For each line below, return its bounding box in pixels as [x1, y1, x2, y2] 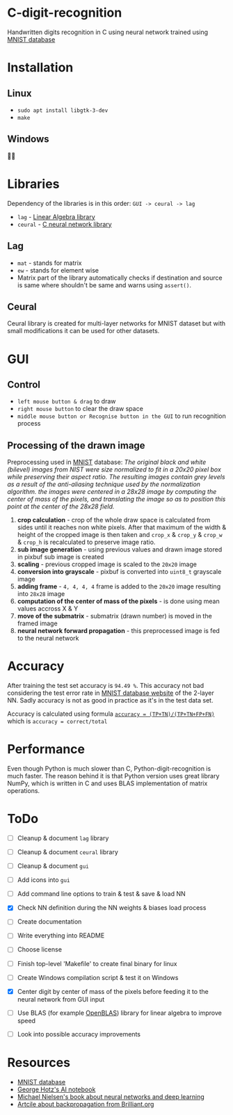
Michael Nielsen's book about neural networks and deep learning [17, 1092, 205, 1100]
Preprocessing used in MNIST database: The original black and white [7, 458, 207, 467]
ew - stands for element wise [17, 266, 99, 274]
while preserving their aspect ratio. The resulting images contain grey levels [7, 473, 225, 481]
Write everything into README [17, 931, 105, 940]
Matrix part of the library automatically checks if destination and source [17, 273, 223, 282]
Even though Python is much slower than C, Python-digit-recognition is [7, 764, 211, 773]
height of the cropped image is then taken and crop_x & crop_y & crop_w [17, 531, 223, 539]
